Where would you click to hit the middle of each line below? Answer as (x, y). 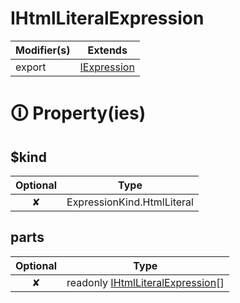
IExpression (107, 67)
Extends (107, 50)
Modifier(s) (43, 50)
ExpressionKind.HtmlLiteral (130, 202)
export (31, 67)
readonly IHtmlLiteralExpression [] (145, 282)
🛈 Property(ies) (78, 113)
